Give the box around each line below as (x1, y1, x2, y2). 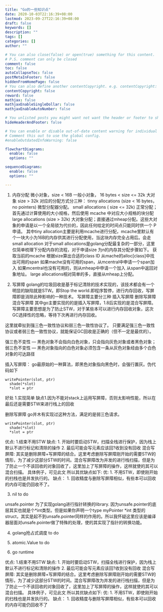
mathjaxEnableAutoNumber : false (5, 107, 70, 112)
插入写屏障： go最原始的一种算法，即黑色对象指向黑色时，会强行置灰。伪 (5, 361, 152, 367)
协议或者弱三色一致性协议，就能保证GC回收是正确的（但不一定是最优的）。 (5, 328, 154, 334)
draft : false (5, 20, 32, 26)
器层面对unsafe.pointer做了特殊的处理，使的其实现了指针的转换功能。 (5, 519, 145, 525)
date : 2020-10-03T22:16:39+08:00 (5, 12, 73, 17)
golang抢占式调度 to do (12, 530, 59, 535)
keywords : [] (5, 25, 32, 30)
